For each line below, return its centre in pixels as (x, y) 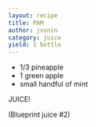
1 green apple (42, 76)
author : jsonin (33, 30)
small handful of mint (54, 84)
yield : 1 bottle (35, 45)
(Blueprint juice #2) (39, 114)
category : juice (35, 37)
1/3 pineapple (42, 67)
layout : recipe (33, 15)
